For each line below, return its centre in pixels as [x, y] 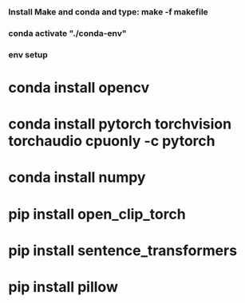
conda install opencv [79, 87]
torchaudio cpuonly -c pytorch [112, 141]
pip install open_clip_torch [97, 214]
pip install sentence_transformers [123, 250]
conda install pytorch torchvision [120, 124]
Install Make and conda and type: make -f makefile [109, 12]
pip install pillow [63, 287]
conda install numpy [77, 177]
